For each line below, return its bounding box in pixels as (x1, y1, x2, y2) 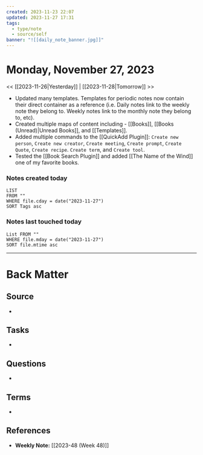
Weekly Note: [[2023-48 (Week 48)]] (14, 442, 109, 449)
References (6, 425, 51, 436)
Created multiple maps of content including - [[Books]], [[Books (14, 120, 174, 127)
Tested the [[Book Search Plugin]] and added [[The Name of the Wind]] (14, 152, 193, 160)
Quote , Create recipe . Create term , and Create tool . (14, 146, 145, 153)
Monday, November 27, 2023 (6, 63, 155, 77)
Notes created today (6, 173, 68, 182)
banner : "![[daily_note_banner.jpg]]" (6, 37, 104, 43)
